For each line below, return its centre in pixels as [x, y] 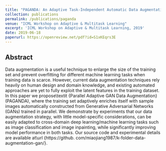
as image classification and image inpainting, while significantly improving [81, 127]
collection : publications [32, 14]
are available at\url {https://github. [40, 138]
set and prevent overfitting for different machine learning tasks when [75, 74]
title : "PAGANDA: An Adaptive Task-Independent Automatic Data [72, 10]
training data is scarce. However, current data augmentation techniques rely [83, 80]
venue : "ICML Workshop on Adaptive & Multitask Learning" [66, 24]
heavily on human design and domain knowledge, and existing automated [80, 85]
